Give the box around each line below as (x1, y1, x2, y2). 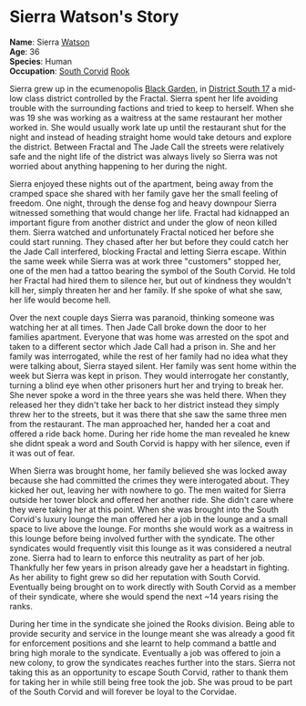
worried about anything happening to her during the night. (9, 160, 228, 171)
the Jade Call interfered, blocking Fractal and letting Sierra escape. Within (9, 246, 287, 257)
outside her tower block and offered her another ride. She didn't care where (9, 494, 294, 505)
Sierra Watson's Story (9, 6, 179, 27)
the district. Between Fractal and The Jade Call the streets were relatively (9, 141, 285, 152)
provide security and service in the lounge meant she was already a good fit (9, 628, 295, 639)
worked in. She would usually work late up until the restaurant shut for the (9, 121, 287, 133)
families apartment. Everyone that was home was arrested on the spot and (9, 331, 290, 343)
